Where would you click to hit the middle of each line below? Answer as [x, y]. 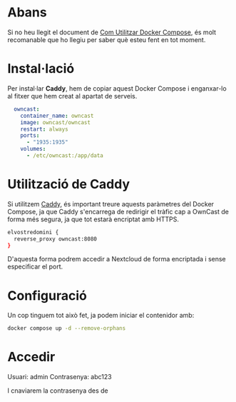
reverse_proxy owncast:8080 [56, 239]
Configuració [47, 295]
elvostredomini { [33, 232]
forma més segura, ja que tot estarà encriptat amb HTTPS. [93, 219]
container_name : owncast [57, 116]
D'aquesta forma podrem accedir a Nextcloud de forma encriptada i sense [117, 259]
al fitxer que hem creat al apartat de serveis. [72, 96]
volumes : [33, 149]
